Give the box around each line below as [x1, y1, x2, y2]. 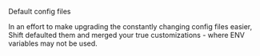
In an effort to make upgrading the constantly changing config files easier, [8, 22, 253, 31]
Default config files [8, 7, 71, 16]
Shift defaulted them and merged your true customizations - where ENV [8, 31, 246, 39]
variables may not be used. [8, 39, 98, 48]
